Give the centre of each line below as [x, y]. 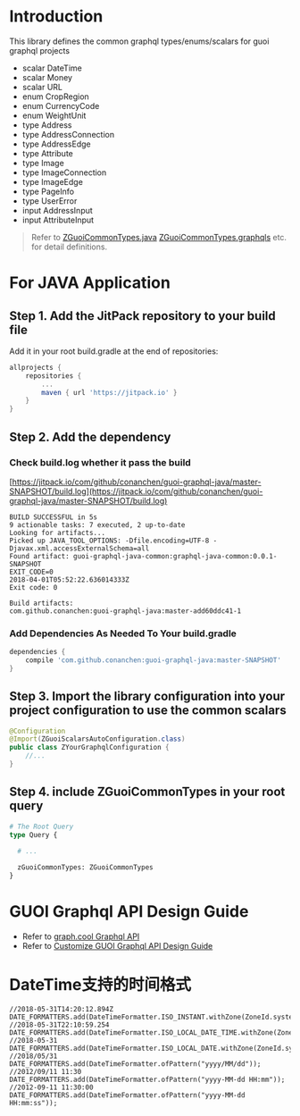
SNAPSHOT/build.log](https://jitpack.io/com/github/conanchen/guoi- [136, 491]
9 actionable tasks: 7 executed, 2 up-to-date [97, 524]
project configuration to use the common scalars [148, 711]
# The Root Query [42, 827]
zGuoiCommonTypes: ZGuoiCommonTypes [85, 868]
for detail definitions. [69, 247]
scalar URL [42, 87]
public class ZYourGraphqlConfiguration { [89, 748]
